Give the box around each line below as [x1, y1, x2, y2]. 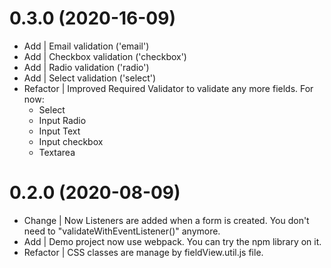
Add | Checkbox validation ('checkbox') [23, 50, 187, 62]
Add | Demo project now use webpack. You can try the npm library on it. [23, 235, 322, 247]
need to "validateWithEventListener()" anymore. [23, 225, 221, 237]
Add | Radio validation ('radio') [23, 61, 150, 73]
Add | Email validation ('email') [23, 40, 150, 52]
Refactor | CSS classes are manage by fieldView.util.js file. [23, 246, 264, 258]
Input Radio [38, 114, 87, 126]
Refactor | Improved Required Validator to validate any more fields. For [23, 82, 314, 94]
